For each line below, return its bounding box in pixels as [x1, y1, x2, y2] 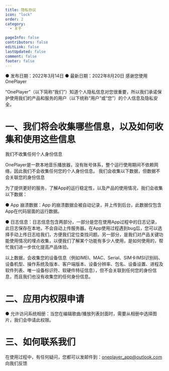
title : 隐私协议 [5, 7, 36, 13]
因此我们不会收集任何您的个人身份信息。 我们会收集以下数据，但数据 [14, 168, 156, 174]
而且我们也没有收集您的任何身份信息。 [14, 273, 93, 280]
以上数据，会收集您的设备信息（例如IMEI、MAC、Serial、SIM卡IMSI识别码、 [5, 255, 163, 261]
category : [5, 21, 26, 27]
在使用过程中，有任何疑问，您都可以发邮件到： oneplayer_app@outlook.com [5, 354, 162, 360]
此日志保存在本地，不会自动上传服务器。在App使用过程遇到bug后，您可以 [5, 225, 158, 231]
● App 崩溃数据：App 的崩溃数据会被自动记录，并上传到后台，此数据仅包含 [5, 202, 162, 208]
